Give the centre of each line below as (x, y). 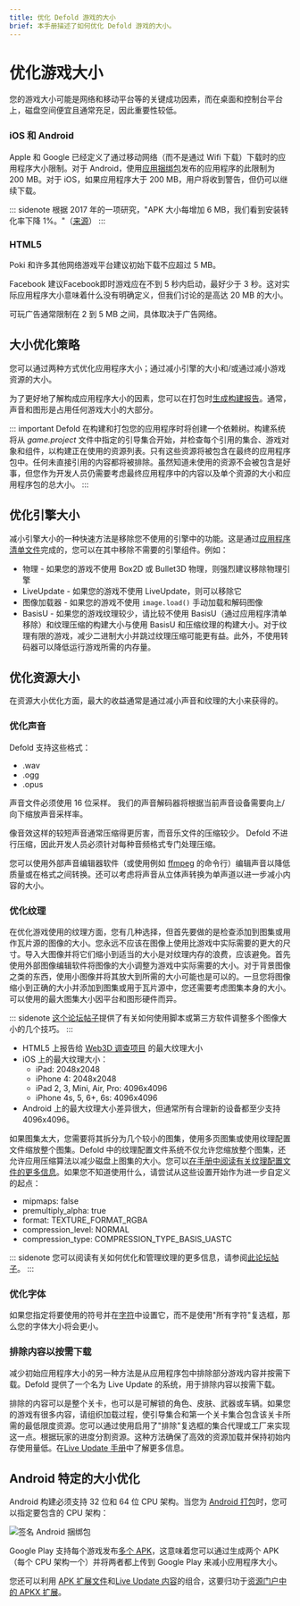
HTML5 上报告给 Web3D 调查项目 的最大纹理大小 (112, 1048)
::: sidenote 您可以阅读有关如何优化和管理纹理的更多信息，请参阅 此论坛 (140, 1257)
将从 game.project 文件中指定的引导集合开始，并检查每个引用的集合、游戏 (146, 440)
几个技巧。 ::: (49, 1030)
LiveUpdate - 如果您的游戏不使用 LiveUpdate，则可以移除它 (132, 591)
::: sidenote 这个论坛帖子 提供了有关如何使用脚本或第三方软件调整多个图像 (144, 1018)
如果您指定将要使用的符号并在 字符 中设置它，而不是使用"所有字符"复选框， (146, 1316)
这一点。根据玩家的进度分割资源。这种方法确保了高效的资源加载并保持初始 (146, 1436)
